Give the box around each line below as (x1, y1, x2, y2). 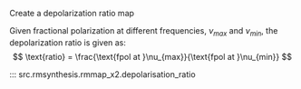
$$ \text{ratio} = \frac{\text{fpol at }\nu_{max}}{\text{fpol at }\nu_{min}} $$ (12, 51, 293, 62)
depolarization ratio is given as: (9, 36, 127, 48)
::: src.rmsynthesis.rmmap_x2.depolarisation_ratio (9, 68, 197, 80)
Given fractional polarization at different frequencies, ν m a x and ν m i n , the (9, 25, 278, 38)
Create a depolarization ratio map (9, 8, 134, 18)
